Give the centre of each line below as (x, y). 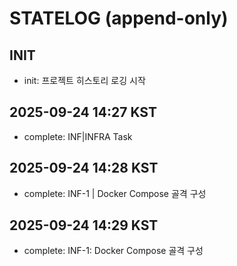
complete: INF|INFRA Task (78, 136)
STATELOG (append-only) (119, 18)
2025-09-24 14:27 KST (83, 112)
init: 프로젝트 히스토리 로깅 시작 (84, 80)
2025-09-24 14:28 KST (84, 168)
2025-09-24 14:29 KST (84, 225)
